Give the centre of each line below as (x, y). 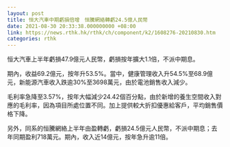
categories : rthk (32, 39)
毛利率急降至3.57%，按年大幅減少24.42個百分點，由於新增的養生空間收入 (111, 97)
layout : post (26, 13)
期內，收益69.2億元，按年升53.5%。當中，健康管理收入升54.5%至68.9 (107, 74)
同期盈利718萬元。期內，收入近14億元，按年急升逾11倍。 (92, 137)
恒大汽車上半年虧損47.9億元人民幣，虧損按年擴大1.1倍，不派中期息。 (103, 59)
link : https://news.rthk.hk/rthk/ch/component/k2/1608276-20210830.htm (111, 32)
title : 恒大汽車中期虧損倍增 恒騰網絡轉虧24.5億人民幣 (78, 20)
